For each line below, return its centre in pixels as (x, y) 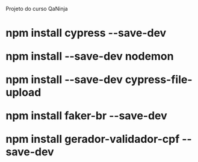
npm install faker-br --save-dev (87, 116)
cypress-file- (159, 80)
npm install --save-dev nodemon (90, 56)
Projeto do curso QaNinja (37, 9)
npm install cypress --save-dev (86, 33)
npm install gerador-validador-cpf (93, 139)
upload (23, 92)
